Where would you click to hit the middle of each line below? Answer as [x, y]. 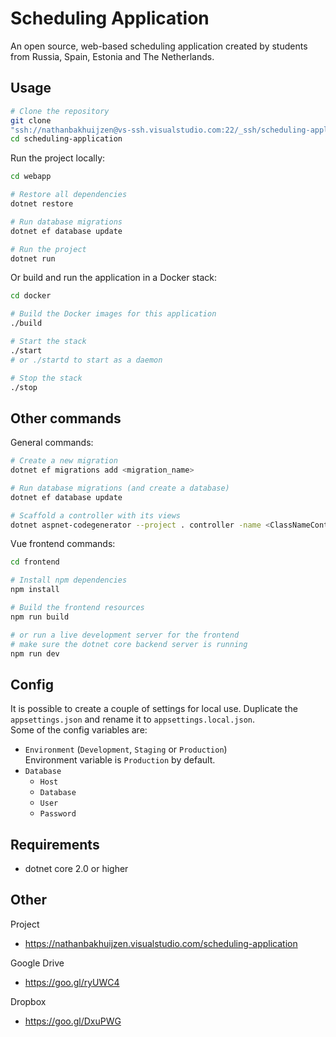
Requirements [55, 844]
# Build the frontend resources [77, 608]
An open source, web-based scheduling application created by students [159, 46]
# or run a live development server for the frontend [125, 635]
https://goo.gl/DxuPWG [73, 1021]
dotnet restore [42, 204]
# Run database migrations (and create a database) [120, 488]
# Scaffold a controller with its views [96, 515]
